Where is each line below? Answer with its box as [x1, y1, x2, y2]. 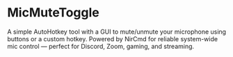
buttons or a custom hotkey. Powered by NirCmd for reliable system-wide [7, 34, 218, 43]
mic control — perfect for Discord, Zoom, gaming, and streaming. [7, 42, 195, 50]
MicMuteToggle [7, 5, 99, 21]
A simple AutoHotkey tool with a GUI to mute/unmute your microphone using [7, 27, 227, 36]
